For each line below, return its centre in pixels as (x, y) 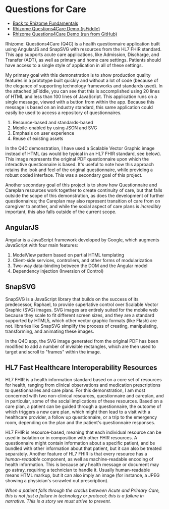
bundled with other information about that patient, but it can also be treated (83, 448)
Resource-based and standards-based (53, 122)
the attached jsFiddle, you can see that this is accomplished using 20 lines (82, 91)
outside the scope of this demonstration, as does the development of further (85, 195)
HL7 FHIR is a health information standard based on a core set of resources (84, 380)
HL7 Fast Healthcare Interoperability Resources (81, 367)
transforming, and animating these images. (50, 331)
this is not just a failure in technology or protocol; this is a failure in (74, 496)
